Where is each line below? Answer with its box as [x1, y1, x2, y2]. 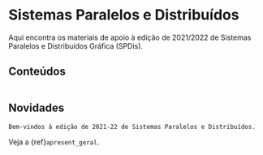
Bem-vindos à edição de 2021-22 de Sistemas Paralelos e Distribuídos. [8, 123, 256, 131]
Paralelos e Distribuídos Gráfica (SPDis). [8, 41, 144, 50]
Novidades [8, 101, 65, 115]
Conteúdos [8, 65, 67, 79]
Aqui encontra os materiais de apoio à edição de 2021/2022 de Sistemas [8, 32, 252, 42]
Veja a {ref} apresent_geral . [8, 136, 100, 147]
